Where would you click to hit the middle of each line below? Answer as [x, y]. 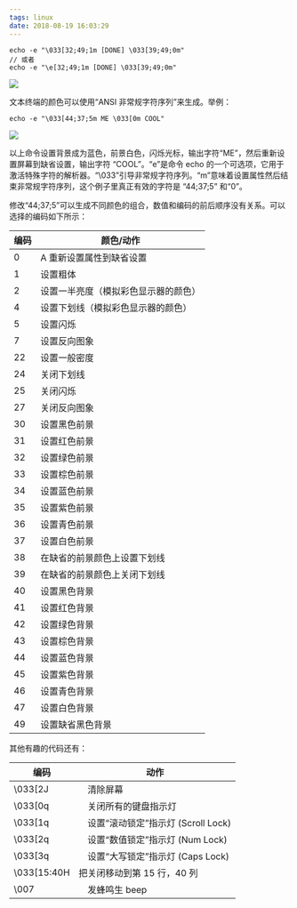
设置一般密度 [68, 358]
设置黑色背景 [68, 591]
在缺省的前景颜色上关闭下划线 [103, 575]
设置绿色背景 [68, 624]
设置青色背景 [68, 691]
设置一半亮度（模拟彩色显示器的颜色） [121, 291]
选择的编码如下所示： [48, 216]
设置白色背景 [68, 708]
